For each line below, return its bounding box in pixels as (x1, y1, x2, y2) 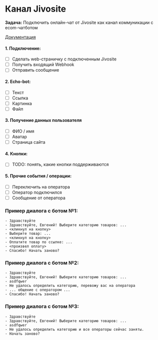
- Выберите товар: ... (5, 231, 51, 236)
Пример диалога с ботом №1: (5, 207, 79, 214)
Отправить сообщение (12, 67, 60, 73)
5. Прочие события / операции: (5, 173, 72, 179)
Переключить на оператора (12, 184, 70, 189)
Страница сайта (12, 139, 46, 145)
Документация (5, 34, 36, 40)
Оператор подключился (12, 189, 62, 195)
